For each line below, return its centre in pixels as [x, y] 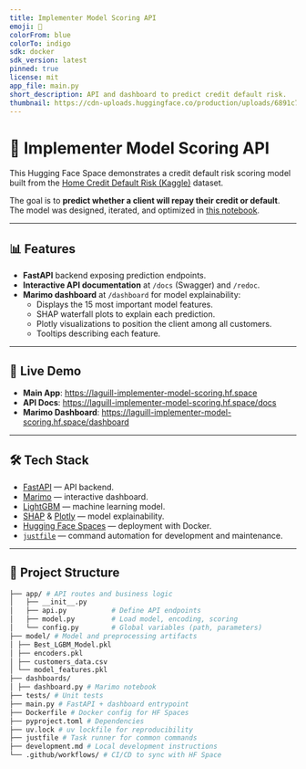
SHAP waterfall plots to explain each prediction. [126, 314]
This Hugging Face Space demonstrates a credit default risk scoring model [150, 174]
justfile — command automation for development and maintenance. [153, 535]
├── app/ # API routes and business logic [91, 594]
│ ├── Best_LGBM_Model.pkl [61, 645]
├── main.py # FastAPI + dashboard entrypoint [99, 704]
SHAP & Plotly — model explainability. [93, 516]
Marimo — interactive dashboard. [85, 496]
